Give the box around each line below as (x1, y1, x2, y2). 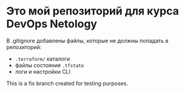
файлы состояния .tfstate (15, 62, 84, 69)
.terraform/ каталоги (15, 55, 70, 62)
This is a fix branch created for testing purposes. (6, 80, 129, 87)
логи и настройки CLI (15, 68, 71, 75)
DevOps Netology (6, 17, 98, 31)
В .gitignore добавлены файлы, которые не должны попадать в (6, 37, 169, 44)
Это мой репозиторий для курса (6, 4, 179, 18)
